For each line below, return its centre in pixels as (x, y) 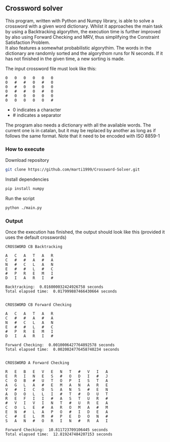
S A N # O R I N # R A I (57, 421)
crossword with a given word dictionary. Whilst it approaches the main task (84, 26)
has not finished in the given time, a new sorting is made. (65, 59)
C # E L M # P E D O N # (57, 416)
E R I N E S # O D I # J (57, 376)
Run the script (20, 198)
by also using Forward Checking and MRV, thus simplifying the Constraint (82, 37)
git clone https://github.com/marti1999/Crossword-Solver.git (73, 170)
